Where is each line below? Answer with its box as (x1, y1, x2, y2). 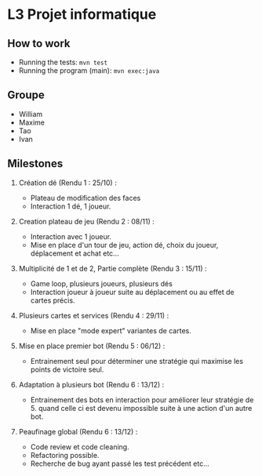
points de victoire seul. (30, 365, 104, 374)
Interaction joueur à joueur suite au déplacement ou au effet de (30, 287, 235, 296)
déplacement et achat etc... (30, 249, 119, 258)
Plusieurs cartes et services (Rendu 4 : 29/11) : (18, 311, 169, 320)
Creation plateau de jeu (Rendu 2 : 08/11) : (18, 216, 155, 226)
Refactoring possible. (30, 450, 100, 460)
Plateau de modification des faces (30, 193, 141, 202)
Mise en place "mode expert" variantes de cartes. (30, 325, 191, 335)
